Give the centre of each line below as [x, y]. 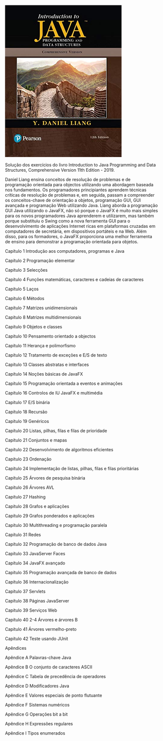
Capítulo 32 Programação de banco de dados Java [56, 544]
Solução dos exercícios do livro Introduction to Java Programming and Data [81, 165]
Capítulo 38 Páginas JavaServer [37, 601]
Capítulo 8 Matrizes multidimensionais [43, 317]
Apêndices [16, 648]
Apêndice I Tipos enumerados [35, 733]
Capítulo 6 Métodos [25, 298]
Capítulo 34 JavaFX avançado [35, 563]
